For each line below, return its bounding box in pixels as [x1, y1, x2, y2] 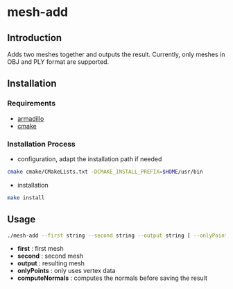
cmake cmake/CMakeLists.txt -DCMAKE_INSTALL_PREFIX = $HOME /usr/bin [7, 168, 203, 175]
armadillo [17, 114, 44, 122]
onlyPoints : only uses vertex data [17, 267, 116, 275]
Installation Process [7, 139, 76, 149]
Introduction [7, 32, 62, 44]
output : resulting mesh [17, 259, 85, 267]
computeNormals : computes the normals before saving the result [17, 274, 208, 282]
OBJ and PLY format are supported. [7, 58, 110, 66]
